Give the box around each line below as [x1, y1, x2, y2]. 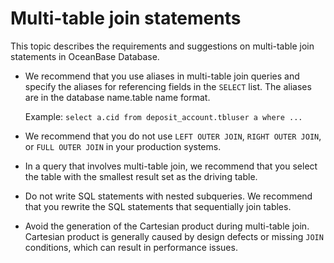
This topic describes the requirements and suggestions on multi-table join [10, 40, 315, 52]
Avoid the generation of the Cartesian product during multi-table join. [24, 220, 310, 232]
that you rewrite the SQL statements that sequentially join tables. [24, 200, 292, 212]
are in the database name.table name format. [24, 91, 211, 103]
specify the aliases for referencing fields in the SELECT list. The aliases [24, 80, 312, 92]
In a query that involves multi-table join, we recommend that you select [24, 160, 318, 172]
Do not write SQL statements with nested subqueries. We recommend [24, 190, 313, 202]
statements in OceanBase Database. [10, 50, 160, 62]
